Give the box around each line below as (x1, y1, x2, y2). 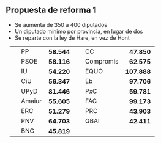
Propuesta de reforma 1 (6, 5, 97, 15)
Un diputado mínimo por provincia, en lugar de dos (14, 28, 143, 35)
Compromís (84, 57, 119, 65)
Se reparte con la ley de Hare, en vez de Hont (14, 34, 130, 42)
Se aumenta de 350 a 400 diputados (14, 21, 108, 28)
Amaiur (21, 97, 42, 105)
